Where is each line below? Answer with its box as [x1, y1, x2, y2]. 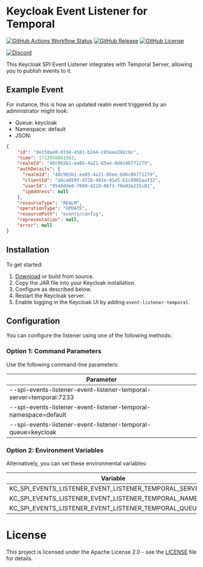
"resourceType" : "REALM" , [17, 200, 83, 206]
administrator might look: [6, 107, 68, 114]
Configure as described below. [14, 285, 92, 293]
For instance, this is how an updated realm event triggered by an [6, 101, 167, 108]
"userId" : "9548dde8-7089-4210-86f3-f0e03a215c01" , [22, 183, 155, 189]
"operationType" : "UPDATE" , [17, 205, 88, 211]
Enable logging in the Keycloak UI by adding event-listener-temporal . [14, 298, 190, 305]
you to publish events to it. [6, 67, 72, 74]
